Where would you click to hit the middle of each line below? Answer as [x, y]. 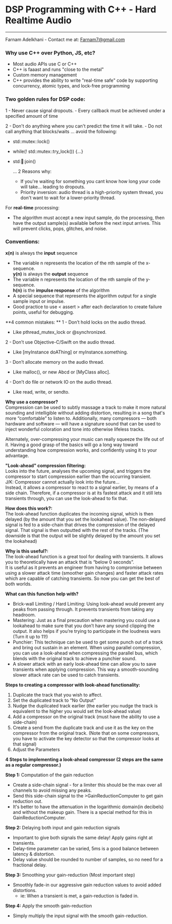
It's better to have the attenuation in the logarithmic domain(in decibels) [88, 807]
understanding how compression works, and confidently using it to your [81, 450]
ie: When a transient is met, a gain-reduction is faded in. [80, 896]
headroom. [24, 615]
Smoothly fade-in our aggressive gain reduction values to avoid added [87, 885]
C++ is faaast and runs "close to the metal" [58, 69]
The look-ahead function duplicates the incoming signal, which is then [79, 513]
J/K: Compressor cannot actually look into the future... [62, 482]
